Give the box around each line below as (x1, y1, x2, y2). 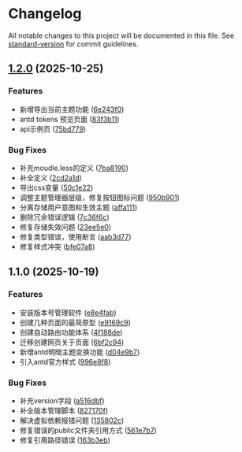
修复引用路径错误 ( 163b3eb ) (19, 435, 110, 445)
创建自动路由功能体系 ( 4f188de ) (19, 328, 123, 337)
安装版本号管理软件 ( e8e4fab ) (19, 308, 117, 317)
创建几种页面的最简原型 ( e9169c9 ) (19, 317, 132, 327)
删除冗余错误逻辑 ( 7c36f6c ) (19, 212, 110, 221)
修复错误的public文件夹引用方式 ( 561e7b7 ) (19, 425, 158, 435)
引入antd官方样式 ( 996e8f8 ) (19, 357, 111, 366)
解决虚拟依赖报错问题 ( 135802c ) (19, 415, 125, 425)
